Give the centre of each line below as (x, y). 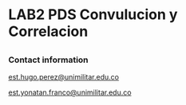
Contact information (49, 60)
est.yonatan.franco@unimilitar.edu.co (70, 92)
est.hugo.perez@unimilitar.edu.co (64, 76)
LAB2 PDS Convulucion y (93, 15)
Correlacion (48, 31)
